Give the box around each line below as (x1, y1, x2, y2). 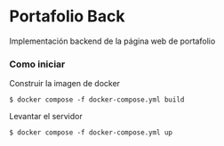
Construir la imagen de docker (9, 78, 121, 89)
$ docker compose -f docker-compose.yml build (9, 95, 185, 104)
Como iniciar (9, 58, 66, 70)
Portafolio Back (9, 6, 125, 27)
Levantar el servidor (9, 111, 83, 122)
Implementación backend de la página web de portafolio (9, 36, 216, 46)
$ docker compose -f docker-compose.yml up (9, 128, 173, 137)
